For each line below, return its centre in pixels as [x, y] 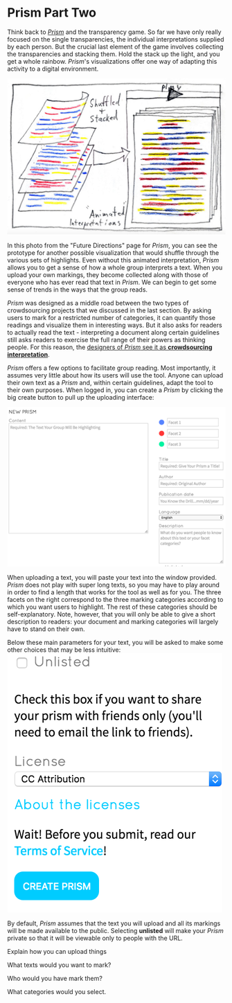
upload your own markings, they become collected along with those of [108, 275]
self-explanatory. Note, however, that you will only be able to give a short [111, 614]
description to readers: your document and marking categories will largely [113, 621]
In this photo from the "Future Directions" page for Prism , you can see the [113, 246]
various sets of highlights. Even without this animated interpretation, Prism [113, 260]
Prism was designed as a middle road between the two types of [98, 303]
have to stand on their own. [46, 629]
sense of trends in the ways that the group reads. [77, 290]
